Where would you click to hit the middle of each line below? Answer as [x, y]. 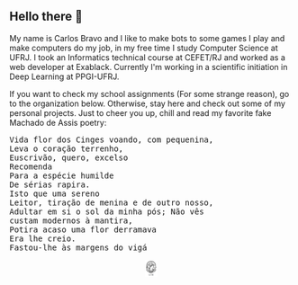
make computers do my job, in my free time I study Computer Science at [144, 48]
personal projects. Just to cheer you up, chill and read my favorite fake [140, 112]
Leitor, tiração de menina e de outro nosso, [112, 202]
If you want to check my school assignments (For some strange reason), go [149, 94]
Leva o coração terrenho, [67, 148]
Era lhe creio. [43, 238]
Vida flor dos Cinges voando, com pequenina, [112, 139]
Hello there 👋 [46, 17]
